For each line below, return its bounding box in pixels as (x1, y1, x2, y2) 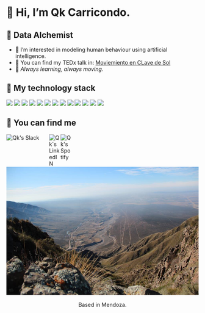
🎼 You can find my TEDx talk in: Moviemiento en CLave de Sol (15, 59, 171, 66)
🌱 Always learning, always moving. (15, 65, 104, 73)
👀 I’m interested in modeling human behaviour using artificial (15, 46, 168, 53)
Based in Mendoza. (78, 301, 127, 308)
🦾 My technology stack (6, 83, 96, 93)
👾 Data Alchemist (6, 30, 73, 40)
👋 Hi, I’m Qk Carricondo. (6, 5, 131, 20)
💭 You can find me (6, 118, 76, 128)
